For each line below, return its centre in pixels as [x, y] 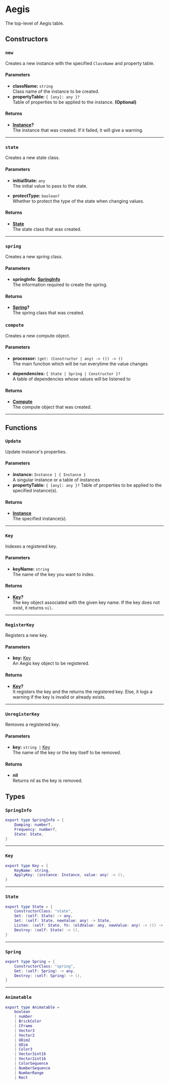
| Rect [21, 1077]
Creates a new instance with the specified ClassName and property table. [80, 63]
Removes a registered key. [33, 724]
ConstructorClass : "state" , [44, 911]
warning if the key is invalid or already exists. [59, 697]
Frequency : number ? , [36, 829]
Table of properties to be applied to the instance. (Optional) [74, 102]
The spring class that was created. [48, 313]
